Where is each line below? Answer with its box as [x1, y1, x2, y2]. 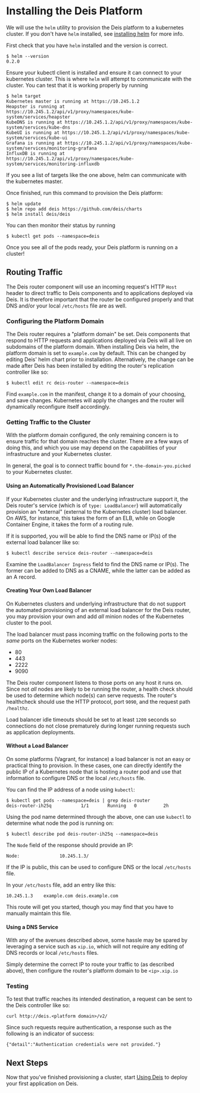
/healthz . [6, 704, 30, 712]
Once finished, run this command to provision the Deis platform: [6, 189, 163, 196]
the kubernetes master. [6, 178, 64, 185]
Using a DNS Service [6, 923, 58, 930]
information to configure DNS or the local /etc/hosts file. [6, 774, 146, 781]
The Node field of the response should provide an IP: [6, 842, 134, 849]
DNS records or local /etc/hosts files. [6, 949, 99, 957]
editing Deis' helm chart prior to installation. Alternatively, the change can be [6, 356, 194, 363]
